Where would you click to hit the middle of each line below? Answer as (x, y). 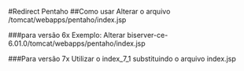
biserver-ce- (148, 35)
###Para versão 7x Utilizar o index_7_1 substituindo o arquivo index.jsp (122, 59)
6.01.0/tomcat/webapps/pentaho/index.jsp (77, 43)
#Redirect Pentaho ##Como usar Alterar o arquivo (89, 11)
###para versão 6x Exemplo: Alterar (67, 35)
